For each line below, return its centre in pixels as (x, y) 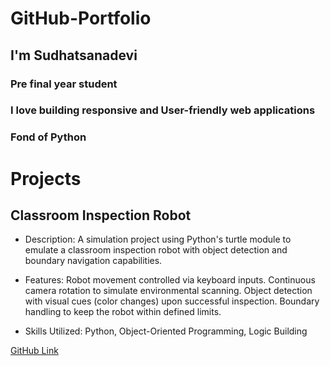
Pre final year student (64, 84)
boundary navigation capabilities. (93, 261)
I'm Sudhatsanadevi (74, 55)
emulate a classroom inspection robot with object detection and (156, 250)
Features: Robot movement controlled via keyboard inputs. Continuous (170, 280)
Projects (46, 178)
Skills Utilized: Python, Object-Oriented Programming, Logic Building (166, 331)
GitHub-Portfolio (81, 18)
